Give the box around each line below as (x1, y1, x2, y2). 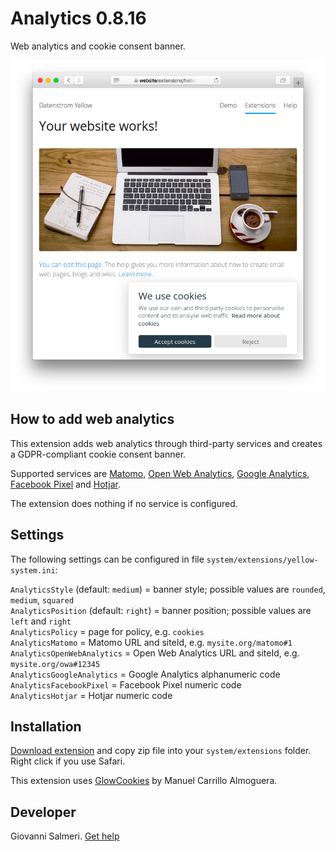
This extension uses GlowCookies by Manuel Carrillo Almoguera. (10, 775, 278, 787)
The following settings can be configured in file (10, 553, 205, 565)
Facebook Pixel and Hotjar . (10, 478, 121, 490)
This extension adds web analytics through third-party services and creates (10, 437, 323, 449)
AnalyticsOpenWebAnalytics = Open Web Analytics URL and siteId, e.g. (10, 647, 300, 659)
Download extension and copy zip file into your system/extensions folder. (10, 745, 312, 757)
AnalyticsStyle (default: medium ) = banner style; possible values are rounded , (10, 583, 326, 595)
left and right (10, 615, 72, 627)
